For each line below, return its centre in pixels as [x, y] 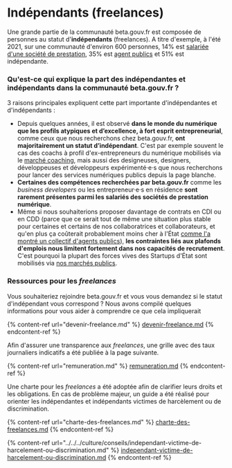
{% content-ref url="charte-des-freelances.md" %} [81, 422]
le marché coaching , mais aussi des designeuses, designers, [104, 160]
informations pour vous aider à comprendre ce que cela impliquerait [104, 311]
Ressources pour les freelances [62, 281]
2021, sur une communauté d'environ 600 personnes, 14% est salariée [108, 46]
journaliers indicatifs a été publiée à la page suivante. [83, 352]
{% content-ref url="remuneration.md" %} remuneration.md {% [98, 366]
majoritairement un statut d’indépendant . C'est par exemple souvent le [120, 146]
